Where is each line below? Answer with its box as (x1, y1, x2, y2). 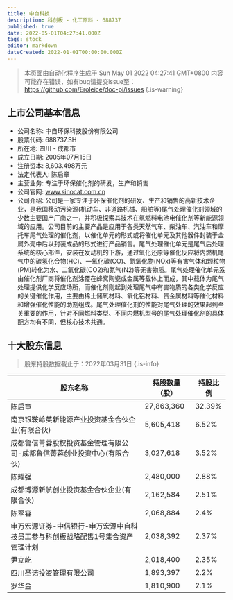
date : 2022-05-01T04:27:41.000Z (7, 29, 101, 37)
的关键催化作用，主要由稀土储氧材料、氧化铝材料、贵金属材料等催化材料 (17, 291, 224, 300)
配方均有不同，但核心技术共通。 (17, 317, 109, 326)
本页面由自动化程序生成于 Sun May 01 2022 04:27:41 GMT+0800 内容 (24, 69, 223, 77)
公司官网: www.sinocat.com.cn (17, 187, 106, 196)
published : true (7, 23, 54, 30)
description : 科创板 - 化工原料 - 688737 (7, 17, 121, 24)
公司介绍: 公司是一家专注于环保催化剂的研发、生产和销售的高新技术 (17, 196, 209, 205)
